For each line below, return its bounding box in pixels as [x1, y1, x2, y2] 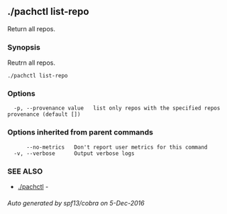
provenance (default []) [7, 111, 81, 118]
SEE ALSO [7, 166, 43, 176]
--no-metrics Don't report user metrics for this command [26, 144, 208, 151]
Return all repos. [7, 24, 55, 33]
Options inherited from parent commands [7, 127, 154, 137]
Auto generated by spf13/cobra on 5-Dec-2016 [7, 198, 145, 207]
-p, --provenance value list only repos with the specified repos [13, 105, 221, 112]
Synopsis [7, 42, 40, 52]
